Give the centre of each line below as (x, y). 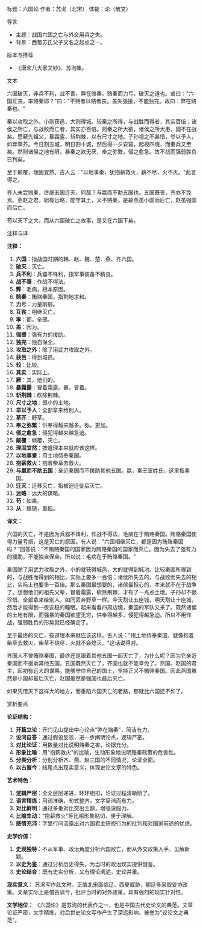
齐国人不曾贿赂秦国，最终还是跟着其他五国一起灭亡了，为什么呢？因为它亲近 (102, 655)
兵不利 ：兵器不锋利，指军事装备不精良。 (66, 274)
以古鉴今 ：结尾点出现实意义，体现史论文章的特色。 (79, 767)
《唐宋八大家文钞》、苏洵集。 (51, 68)
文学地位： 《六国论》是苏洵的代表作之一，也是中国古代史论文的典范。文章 (100, 905)
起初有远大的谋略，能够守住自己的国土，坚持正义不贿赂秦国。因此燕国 (104, 671)
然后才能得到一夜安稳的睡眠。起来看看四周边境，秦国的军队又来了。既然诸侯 (102, 607)
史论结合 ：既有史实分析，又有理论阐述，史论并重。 (79, 872)
